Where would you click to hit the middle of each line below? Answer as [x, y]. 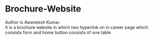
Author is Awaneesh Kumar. [33, 22]
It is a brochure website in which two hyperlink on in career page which [77, 27]
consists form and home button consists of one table [58, 32]
